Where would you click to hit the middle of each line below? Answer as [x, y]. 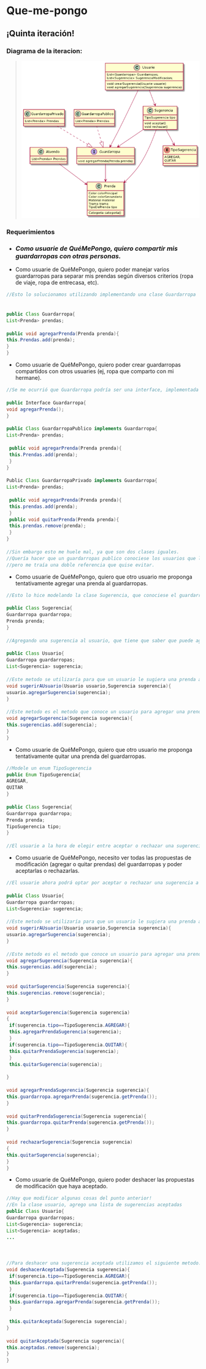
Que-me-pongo [47, 11]
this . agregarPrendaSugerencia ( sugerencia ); [65, 1032]
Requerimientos [31, 232]
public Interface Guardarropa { [46, 403]
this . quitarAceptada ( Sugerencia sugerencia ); [68, 1322]
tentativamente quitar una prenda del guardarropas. [80, 756]
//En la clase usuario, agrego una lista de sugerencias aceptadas [94, 1205]
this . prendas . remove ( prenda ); [48, 526]
